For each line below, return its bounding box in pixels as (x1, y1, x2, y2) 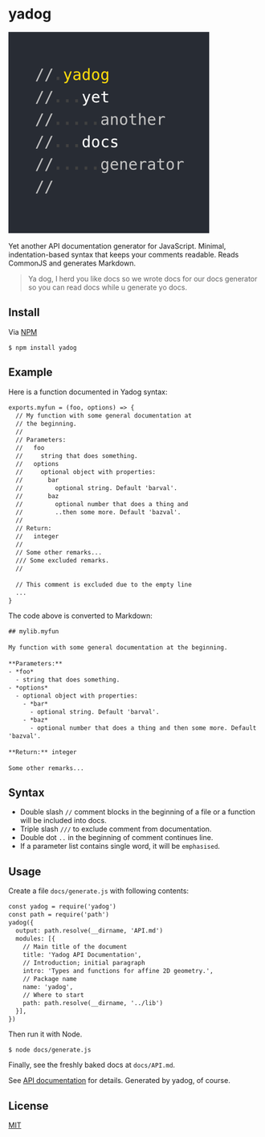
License (8, 1099, 49, 1113)
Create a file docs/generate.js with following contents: (8, 886, 190, 896)
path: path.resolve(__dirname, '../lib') (22, 999, 163, 1007)
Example (8, 365, 53, 379)
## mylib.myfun (8, 627, 59, 636)
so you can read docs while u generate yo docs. (27, 282, 187, 292)
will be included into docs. (19, 816, 107, 826)
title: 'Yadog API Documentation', (22, 951, 142, 959)
